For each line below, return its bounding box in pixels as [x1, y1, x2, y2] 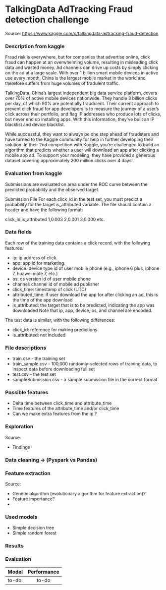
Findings [12, 444, 30, 450]
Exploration [5, 423, 34, 430]
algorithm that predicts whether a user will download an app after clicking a [5, 147, 159, 153]
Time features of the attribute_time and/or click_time [12, 406, 119, 412]
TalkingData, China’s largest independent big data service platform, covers [5, 90, 158, 96]
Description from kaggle [5, 43, 65, 50]
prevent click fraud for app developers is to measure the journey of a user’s [5, 106, 159, 112]
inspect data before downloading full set [12, 366, 95, 372]
